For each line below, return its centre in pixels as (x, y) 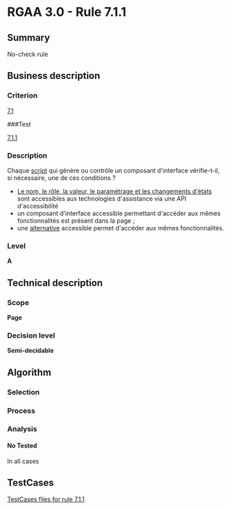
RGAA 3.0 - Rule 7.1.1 (67, 12)
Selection (23, 392)
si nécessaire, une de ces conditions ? (61, 178)
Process (21, 410)
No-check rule (28, 54)
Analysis (22, 429)
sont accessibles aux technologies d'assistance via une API (102, 199)
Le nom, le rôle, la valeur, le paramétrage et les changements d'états (114, 191)
